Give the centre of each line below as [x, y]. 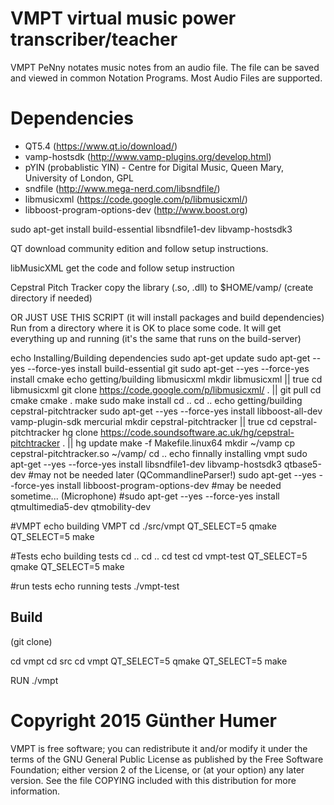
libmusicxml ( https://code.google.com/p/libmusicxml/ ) [136, 199]
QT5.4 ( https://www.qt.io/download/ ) [101, 146]
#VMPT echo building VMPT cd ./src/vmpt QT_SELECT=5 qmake [143, 526]
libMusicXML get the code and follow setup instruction [122, 268]
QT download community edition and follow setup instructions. [139, 248]
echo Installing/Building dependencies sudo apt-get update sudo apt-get [160, 358]
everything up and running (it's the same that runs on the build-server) [156, 338]
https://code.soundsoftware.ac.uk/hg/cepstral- [197, 432]
